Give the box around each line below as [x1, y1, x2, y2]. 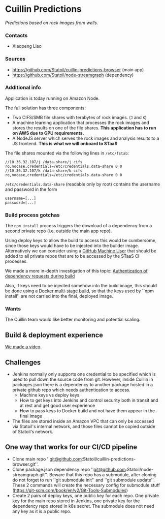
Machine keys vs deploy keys [19, 392, 80, 398]
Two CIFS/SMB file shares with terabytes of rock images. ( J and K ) [12, 114, 147, 120]
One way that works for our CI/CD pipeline [5, 443, 137, 451]
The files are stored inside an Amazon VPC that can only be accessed [12, 418, 154, 424]
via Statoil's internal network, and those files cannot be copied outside [12, 424, 156, 429]
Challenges [5, 358, 41, 366]
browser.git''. [12, 461, 39, 467]
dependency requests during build [5, 273, 75, 279]
